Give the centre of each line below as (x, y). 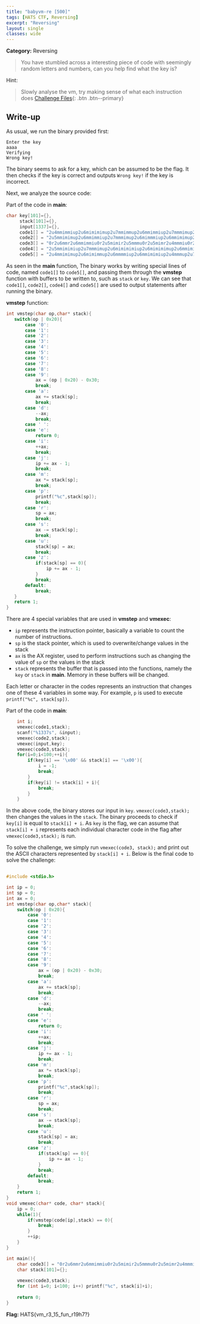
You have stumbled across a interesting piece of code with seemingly (106, 63)
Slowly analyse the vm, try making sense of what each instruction (101, 92)
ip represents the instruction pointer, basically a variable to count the (99, 630)
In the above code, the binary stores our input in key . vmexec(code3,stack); (98, 811)
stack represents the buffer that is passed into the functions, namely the (103, 669)
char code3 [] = (36, 1264)
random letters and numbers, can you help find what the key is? (99, 69)
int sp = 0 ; (21, 893)
